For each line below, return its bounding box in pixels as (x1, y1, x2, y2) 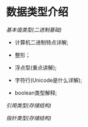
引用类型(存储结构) (6, 101, 52, 109)
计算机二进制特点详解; (14, 39, 69, 46)
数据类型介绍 (6, 5, 69, 19)
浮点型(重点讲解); (14, 63, 57, 71)
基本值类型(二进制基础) (6, 26, 62, 33)
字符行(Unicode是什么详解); (14, 77, 83, 84)
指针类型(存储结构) (6, 114, 52, 122)
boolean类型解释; (14, 89, 57, 96)
